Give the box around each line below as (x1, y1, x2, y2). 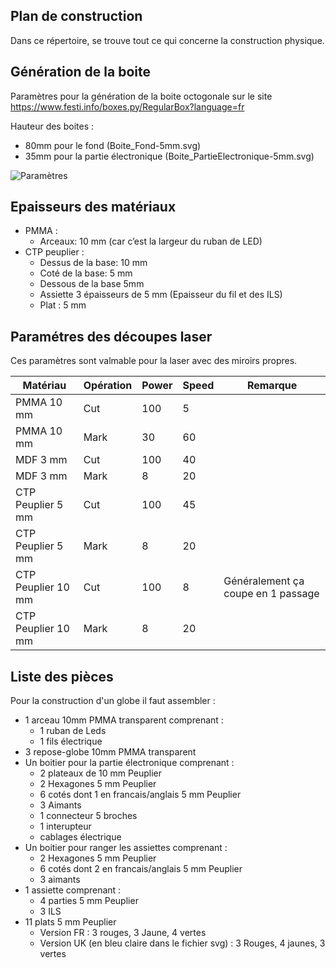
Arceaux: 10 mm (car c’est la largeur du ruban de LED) (39, 235, 263, 248)
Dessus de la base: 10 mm (39, 257, 148, 269)
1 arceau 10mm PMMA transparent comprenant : (24, 714, 224, 726)
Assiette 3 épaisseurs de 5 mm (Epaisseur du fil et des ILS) (39, 289, 283, 301)
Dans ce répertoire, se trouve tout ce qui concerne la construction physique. (10, 34, 325, 46)
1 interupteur (39, 820, 92, 833)
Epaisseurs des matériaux (10, 199, 177, 216)
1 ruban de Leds (39, 725, 107, 737)
